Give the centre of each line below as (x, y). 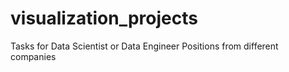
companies (33, 56)
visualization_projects (104, 18)
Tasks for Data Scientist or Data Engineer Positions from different (144, 46)
